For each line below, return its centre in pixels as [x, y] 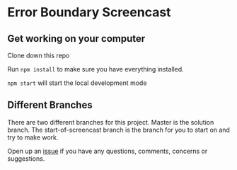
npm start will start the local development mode [77, 83]
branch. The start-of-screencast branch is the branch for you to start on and [118, 130]
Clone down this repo [39, 55]
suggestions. [26, 158]
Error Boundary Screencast [89, 12]
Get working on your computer [76, 39]
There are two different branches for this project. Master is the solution [111, 122]
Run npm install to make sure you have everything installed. [96, 69]
